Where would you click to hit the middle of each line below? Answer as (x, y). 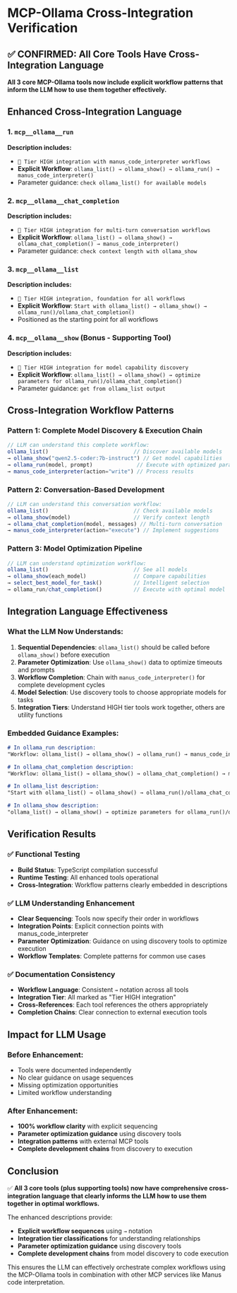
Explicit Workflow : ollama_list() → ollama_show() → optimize (109, 374)
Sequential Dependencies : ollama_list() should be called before (114, 647)
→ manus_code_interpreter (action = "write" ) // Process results (101, 472)
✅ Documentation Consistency (61, 974)
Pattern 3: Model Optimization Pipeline (75, 549)
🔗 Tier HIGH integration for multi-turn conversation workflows (114, 230)
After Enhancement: (43, 1111)
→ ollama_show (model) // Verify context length (109, 517)
